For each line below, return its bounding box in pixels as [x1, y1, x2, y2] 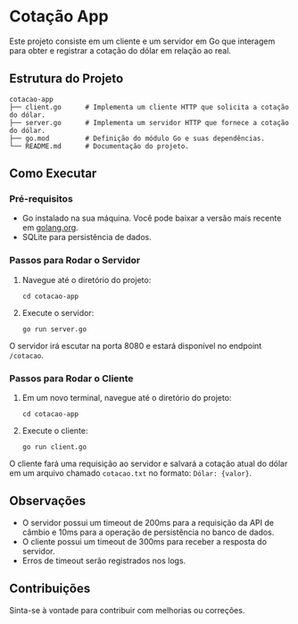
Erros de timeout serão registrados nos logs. [21, 555, 186, 566]
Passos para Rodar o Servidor [9, 254, 141, 267]
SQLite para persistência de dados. [21, 232, 152, 243]
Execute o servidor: [21, 307, 95, 318]
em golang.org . [21, 222, 79, 233]
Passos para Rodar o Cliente [9, 372, 134, 385]
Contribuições [9, 581, 91, 596]
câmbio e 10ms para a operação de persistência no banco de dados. [21, 527, 275, 537]
